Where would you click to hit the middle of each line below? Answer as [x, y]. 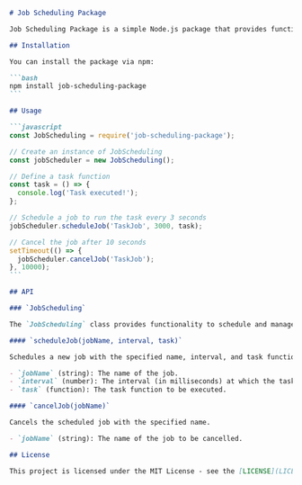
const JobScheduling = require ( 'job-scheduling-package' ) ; [122, 135]
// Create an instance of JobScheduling [86, 152]
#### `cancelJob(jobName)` [60, 406]
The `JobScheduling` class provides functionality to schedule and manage [152, 324]
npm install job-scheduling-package [78, 86]
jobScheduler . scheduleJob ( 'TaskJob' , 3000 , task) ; [106, 226]
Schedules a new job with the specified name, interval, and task [136, 357]
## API [22, 292]
